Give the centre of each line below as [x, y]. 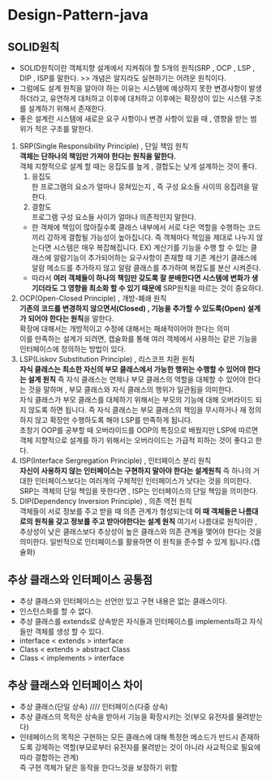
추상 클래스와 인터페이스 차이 [75, 685]
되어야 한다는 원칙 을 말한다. [71, 319]
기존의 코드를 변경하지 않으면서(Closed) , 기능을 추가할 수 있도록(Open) [133, 308]
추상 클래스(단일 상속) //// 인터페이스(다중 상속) [93, 706]
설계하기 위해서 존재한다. [67, 108]
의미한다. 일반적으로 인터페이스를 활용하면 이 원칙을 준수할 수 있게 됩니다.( [136, 542]
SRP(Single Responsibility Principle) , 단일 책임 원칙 [103, 146]
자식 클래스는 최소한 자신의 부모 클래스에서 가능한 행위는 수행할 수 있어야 [133, 369]
